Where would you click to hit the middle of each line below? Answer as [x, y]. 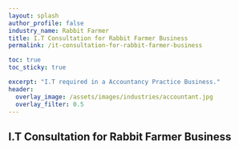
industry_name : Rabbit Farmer [59, 30]
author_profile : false [46, 23]
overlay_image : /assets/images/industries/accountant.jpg [115, 97]
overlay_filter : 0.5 [50, 104]
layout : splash [34, 16]
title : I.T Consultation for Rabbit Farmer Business [98, 38]
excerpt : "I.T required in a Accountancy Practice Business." [114, 82]
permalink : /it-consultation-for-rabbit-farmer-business [105, 46]
